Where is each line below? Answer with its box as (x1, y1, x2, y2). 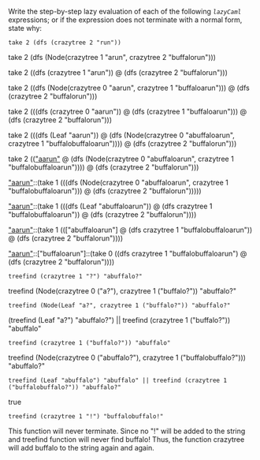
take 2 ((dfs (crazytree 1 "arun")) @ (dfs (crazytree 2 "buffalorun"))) (8, 68, 228, 77)
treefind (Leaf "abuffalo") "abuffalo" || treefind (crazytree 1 (8, 376, 227, 384)
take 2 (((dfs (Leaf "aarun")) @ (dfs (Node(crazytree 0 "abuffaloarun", (8, 130, 235, 140)
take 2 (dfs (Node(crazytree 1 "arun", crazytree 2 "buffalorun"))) (8, 53, 217, 62)
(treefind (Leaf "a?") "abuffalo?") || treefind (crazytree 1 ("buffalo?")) (8, 316, 231, 324)
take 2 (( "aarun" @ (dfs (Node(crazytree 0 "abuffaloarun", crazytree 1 (8, 154, 234, 163)
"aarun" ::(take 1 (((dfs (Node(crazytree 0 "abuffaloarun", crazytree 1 (8, 178, 228, 187)
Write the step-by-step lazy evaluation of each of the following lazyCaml (8, 7, 242, 16)
